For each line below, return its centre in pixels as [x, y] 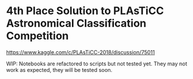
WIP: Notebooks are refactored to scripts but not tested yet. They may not [97, 64]
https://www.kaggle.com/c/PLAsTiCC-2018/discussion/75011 [81, 52]
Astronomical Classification [76, 23]
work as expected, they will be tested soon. [59, 70]
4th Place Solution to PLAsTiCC [85, 11]
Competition [38, 36]
